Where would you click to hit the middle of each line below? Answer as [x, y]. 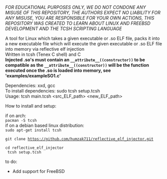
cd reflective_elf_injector [35, 148]
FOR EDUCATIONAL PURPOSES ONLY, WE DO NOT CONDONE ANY [76, 7]
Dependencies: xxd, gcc [30, 85]
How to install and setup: [31, 106]
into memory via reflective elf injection [45, 49]
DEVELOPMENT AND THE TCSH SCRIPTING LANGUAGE [63, 29]
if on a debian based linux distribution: [45, 125]
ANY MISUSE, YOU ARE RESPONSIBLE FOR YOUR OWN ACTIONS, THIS [80, 18]
